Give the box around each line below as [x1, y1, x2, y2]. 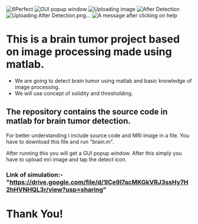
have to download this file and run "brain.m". [6, 138, 114, 145]
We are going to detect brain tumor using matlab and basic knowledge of [14, 77, 192, 84]
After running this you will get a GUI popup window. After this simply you [6, 150, 182, 157]
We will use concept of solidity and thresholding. [14, 89, 133, 97]
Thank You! [6, 207, 64, 220]
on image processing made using [6, 45, 172, 59]
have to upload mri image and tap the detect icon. [6, 155, 127, 163]
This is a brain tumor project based [6, 33, 180, 46]
